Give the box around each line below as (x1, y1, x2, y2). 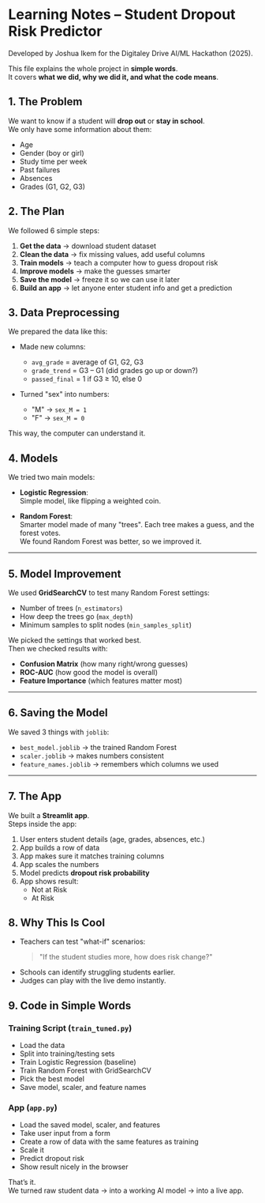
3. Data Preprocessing (8, 306, 120, 319)
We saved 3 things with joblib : (8, 727, 110, 737)
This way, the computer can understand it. (8, 428, 146, 438)
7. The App (8, 790, 62, 803)
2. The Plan (8, 205, 65, 218)
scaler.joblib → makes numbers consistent (19, 751, 164, 760)
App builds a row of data (19, 843, 100, 852)
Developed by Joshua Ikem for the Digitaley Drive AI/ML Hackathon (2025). (8, 48, 254, 58)
